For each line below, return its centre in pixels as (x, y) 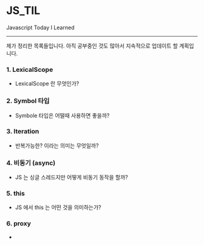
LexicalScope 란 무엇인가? (47, 83)
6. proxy (19, 224)
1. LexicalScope (30, 69)
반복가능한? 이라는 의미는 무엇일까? (57, 145)
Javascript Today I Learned (40, 27)
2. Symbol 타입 (28, 101)
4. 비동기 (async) (31, 163)
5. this (16, 194)
